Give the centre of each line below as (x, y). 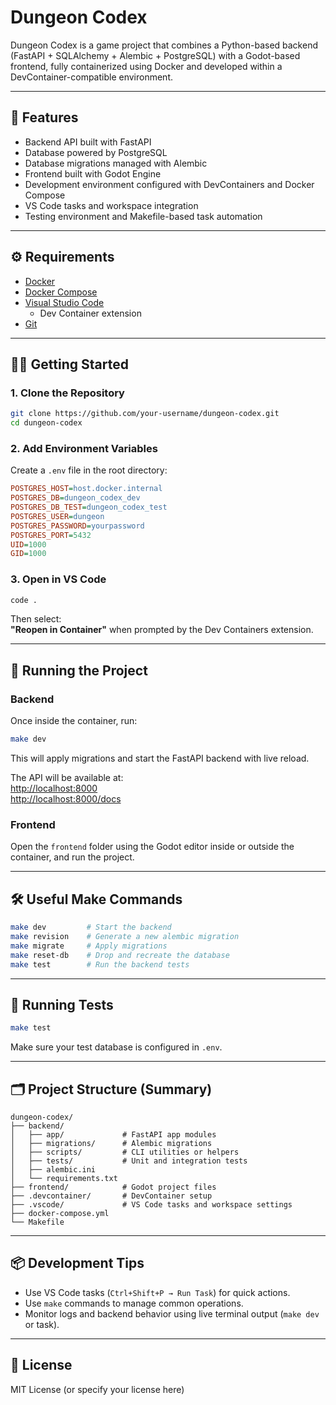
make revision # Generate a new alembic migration (125, 937)
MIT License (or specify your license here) (97, 1389)
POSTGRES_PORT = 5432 (51, 535)
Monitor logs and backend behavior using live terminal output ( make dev (172, 1313)
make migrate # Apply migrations (89, 946)
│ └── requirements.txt (64, 1179)
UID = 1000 (28, 544)
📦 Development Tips (77, 1263)
